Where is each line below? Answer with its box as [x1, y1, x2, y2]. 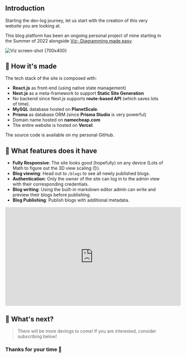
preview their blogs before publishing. [12, 192, 91, 198]
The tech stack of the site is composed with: [5, 75, 97, 81]
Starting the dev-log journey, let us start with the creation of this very [5, 17, 148, 24]
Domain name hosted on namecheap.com [12, 117, 100, 123]
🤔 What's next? [5, 315, 54, 323]
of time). [12, 101, 30, 107]
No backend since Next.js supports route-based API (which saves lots [12, 96, 159, 102]
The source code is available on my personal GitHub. [5, 132, 114, 138]
